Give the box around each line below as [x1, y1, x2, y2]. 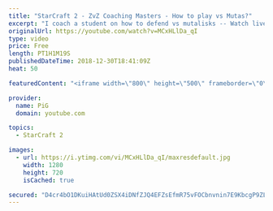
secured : [8, 191, 38, 199]
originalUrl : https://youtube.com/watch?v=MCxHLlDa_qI [8, 27, 198, 35]
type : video [8, 34, 49, 43]
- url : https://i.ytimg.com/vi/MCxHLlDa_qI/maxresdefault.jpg [15, 153, 231, 161]
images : [8, 146, 35, 154]
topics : [8, 123, 35, 132]
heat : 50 [8, 65, 38, 73]
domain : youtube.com [15, 109, 85, 118]
